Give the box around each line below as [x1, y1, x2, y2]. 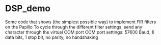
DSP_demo [5, 3, 51, 14]
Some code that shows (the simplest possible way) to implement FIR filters [5, 19, 156, 25]
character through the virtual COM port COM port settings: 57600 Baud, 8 [5, 29, 155, 35]
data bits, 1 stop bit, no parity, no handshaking [5, 34, 98, 40]
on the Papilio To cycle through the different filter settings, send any [5, 24, 142, 30]
